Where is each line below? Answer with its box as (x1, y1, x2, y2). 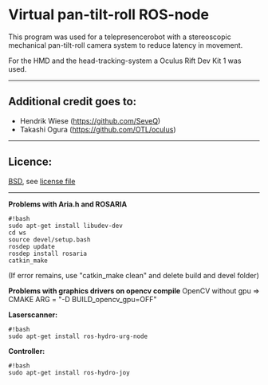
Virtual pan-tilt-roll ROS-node (8, 6, 210, 24)
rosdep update (8, 242, 56, 250)
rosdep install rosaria (8, 249, 88, 257)
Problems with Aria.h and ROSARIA (8, 199, 128, 209)
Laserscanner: (8, 309, 58, 320)
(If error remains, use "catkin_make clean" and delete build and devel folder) (8, 270, 259, 280)
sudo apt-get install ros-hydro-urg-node (8, 332, 148, 340)
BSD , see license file (8, 176, 76, 186)
